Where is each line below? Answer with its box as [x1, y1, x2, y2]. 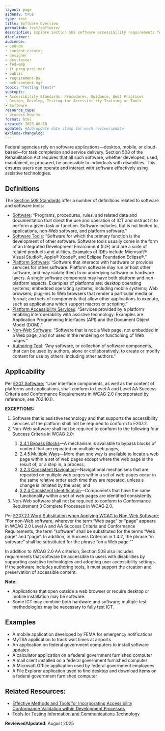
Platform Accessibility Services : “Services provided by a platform [12, 306, 144, 312]
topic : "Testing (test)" [5, 85, 56, 90]
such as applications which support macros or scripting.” [12, 301, 128, 307]
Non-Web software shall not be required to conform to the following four [12, 426, 159, 432]
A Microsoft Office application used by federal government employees [12, 662, 155, 669]
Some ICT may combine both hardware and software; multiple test [12, 598, 147, 605]
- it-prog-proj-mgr [5, 67, 45, 72]
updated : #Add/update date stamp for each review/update [5, 126, 124, 131]
